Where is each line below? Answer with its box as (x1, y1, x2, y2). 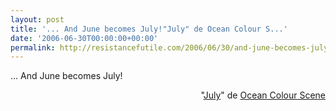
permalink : (10, 42, 56, 53)
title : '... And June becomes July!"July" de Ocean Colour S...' (10, 24, 288, 34)
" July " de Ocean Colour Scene (200, 89, 326, 101)
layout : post (10, 14, 65, 25)
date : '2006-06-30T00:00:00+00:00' (10, 33, 159, 43)
